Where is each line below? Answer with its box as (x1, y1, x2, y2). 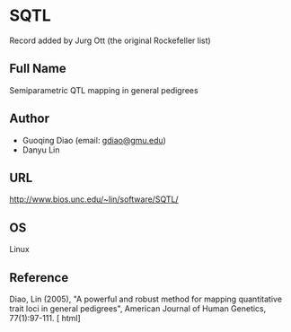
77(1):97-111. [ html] (9, 313, 81, 323)
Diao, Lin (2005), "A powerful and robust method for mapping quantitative (9, 293, 283, 304)
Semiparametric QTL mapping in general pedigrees (9, 84, 199, 95)
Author (9, 111, 49, 127)
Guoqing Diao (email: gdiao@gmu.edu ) (22, 135, 166, 145)
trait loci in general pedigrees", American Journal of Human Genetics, (9, 303, 267, 314)
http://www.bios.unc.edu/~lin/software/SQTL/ (9, 194, 179, 205)
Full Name (9, 61, 66, 76)
